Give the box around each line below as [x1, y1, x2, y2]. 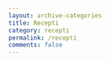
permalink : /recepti [8, 33, 78, 42]
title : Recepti [8, 19, 59, 27]
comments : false [8, 41, 63, 49]
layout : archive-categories [8, 11, 103, 20]
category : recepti [8, 26, 70, 34]
